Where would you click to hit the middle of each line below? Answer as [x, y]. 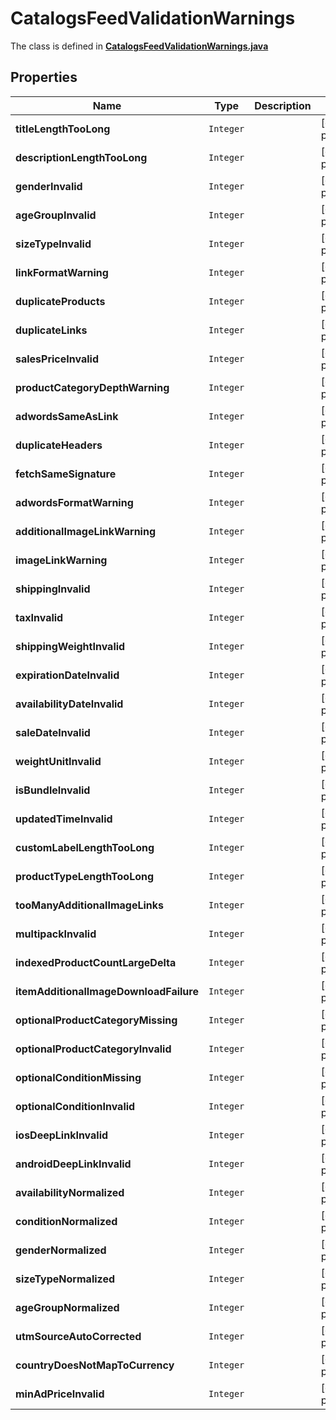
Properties [44, 77]
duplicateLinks [51, 330]
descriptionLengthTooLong [81, 157]
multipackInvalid [56, 934]
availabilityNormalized [70, 1192]
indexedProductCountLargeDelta [96, 962]
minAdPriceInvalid [60, 1394]
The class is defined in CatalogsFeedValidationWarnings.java [139, 46]
